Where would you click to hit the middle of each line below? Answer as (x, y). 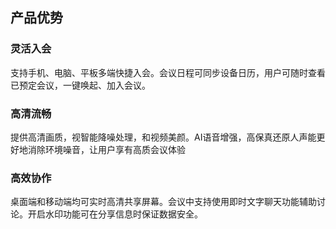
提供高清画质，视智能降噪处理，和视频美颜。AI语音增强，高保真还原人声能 (163, 137)
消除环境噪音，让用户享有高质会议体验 (106, 149)
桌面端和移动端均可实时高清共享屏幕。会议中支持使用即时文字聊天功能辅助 (163, 202)
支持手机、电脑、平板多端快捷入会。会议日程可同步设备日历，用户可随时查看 (168, 72)
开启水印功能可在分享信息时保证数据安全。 (115, 214)
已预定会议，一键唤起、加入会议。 (80, 85)
